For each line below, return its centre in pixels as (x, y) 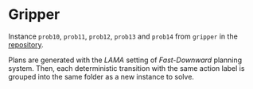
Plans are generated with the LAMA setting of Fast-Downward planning (125, 60)
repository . (26, 44)
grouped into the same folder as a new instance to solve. (101, 76)
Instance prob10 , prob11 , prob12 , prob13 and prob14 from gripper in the (123, 36)
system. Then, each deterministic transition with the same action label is (127, 68)
